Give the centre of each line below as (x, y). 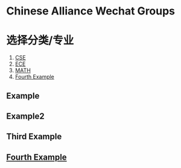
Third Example (34, 137)
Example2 (25, 116)
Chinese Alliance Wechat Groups (91, 11)
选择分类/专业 (40, 41)
